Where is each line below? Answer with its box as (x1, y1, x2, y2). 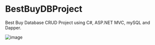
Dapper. (5, 24, 21, 30)
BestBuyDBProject (5, 3, 82, 15)
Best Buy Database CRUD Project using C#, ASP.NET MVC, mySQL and (5, 20, 151, 25)
